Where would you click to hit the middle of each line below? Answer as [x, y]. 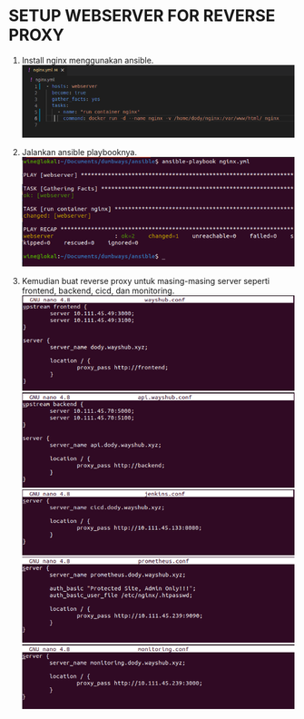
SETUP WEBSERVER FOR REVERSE [142, 16]
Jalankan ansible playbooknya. [79, 153]
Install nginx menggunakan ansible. [88, 60]
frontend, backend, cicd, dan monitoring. [98, 291]
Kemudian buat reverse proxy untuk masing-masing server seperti [145, 281]
